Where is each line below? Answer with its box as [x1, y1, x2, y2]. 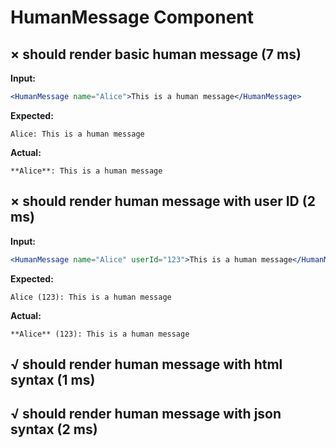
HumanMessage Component [10, 6, 255, 29]
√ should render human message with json [10, 406, 282, 423]
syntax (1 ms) [10, 371, 96, 388]
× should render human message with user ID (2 [10, 193, 316, 210]
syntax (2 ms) [10, 421, 98, 438]
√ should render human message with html [10, 356, 283, 373]
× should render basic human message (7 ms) [10, 46, 302, 63]
